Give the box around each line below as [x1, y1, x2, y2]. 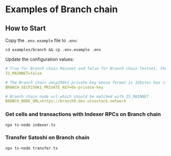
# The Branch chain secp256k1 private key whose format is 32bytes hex [5, 80, 160, 85]
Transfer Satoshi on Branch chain [5, 134, 90, 141]
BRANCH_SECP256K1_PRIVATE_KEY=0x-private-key [5, 85, 103, 90]
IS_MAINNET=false [5, 70, 42, 76]
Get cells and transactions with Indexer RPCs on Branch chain [5, 111, 161, 118]
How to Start [5, 24, 46, 33]
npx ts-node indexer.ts [5, 122, 56, 127]
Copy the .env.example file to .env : [5, 37, 78, 43]
